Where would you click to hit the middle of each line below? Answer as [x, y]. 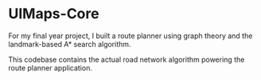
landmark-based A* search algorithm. [70, 44]
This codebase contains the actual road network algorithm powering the [127, 59]
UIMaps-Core [54, 14]
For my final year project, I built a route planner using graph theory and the [130, 36]
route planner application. [51, 67]
